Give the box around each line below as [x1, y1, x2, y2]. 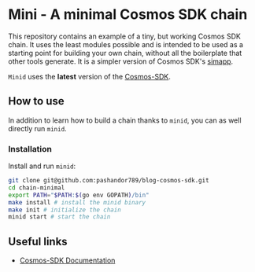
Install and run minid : [8, 161, 76, 171]
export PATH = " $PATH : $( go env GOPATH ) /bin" [8, 191, 150, 199]
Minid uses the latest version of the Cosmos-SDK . [8, 72, 171, 81]
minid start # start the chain [8, 213, 111, 221]
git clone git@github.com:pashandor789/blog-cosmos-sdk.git [8, 177, 210, 185]
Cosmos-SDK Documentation [19, 255, 116, 265]
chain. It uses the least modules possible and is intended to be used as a [8, 39, 244, 49]
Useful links [8, 234, 68, 248]
